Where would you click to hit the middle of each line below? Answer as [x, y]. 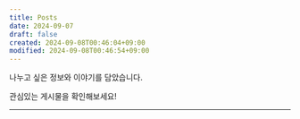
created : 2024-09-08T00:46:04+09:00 [77, 42]
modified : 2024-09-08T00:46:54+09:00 [79, 51]
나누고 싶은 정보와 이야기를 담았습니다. [76, 78]
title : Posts [33, 17]
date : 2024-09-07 [42, 26]
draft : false [33, 34]
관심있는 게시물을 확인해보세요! [63, 97]
